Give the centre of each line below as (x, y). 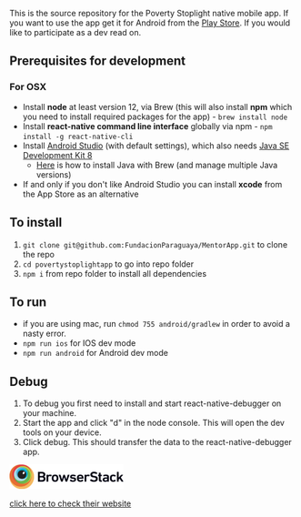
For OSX (28, 87)
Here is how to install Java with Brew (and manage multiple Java (157, 165)
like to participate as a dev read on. (75, 32)
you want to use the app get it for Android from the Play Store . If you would (150, 23)
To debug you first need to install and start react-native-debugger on (152, 403)
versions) (54, 174)
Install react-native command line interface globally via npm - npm (147, 126)
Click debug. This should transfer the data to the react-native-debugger (157, 442)
